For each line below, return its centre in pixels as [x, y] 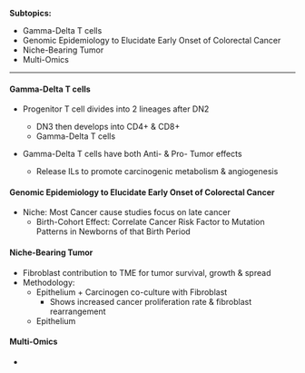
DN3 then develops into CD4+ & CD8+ [108, 127]
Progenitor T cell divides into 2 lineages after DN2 [116, 109]
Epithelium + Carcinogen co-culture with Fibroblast [132, 292]
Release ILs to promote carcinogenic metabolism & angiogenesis [157, 172]
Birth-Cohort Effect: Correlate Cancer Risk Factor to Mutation [150, 222]
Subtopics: [30, 13]
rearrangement [78, 311]
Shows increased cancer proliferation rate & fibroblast [151, 301]
